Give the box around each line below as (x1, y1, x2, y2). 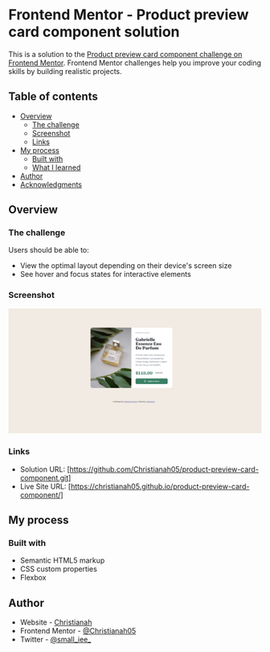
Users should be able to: (8, 246, 90, 255)
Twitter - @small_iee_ (19, 634, 92, 645)
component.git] (19, 472, 72, 482)
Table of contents (8, 90, 98, 104)
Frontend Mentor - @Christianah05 (19, 626, 137, 636)
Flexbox (19, 573, 47, 583)
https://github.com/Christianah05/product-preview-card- (69, 464, 260, 474)
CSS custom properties (19, 564, 98, 574)
